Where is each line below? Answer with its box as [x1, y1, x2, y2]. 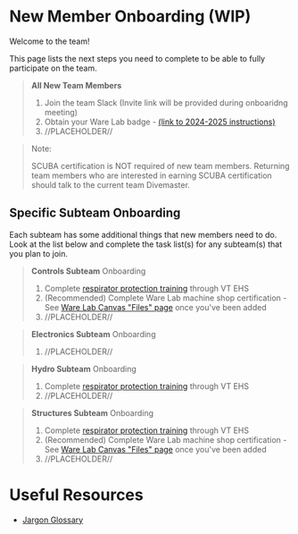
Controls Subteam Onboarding [30, 266, 146, 276]
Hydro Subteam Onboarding [30, 363, 137, 374]
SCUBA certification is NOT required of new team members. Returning [30, 160, 290, 171]
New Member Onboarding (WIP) [9, 6, 252, 27]
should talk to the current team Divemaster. [30, 179, 190, 190]
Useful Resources [9, 485, 145, 504]
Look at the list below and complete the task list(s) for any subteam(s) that [9, 239, 283, 250]
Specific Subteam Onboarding [9, 206, 181, 221]
